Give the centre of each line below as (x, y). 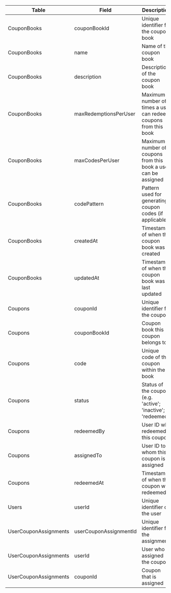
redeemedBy (90, 431)
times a (150, 108)
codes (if (152, 213)
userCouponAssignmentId (105, 531)
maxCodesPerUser (97, 160)
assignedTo (88, 455)
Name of (152, 46)
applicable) (155, 220)
